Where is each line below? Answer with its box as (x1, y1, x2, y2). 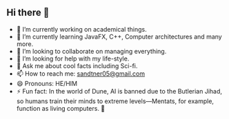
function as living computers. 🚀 (16, 104, 106, 112)
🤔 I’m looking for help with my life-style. (16, 54, 130, 63)
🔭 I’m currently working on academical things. (16, 25, 147, 33)
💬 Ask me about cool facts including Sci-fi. (16, 61, 138, 69)
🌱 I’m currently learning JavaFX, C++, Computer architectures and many (16, 32, 222, 41)
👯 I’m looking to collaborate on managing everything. (16, 47, 167, 55)
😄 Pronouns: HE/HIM (16, 79, 77, 87)
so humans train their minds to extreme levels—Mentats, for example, (16, 97, 215, 105)
